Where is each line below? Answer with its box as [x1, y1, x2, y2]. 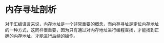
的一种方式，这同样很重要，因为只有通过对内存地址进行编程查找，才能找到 [5, 27, 155, 32]
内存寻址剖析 [5, 4, 57, 15]
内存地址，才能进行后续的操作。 [13, 33, 78, 39]
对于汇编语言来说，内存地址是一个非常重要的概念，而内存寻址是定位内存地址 [5, 21, 159, 27]
